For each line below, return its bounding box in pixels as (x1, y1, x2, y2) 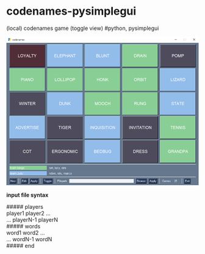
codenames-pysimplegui (6, 4, 137, 18)
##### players (6, 203, 44, 210)
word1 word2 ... (6, 229, 45, 236)
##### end (6, 242, 35, 249)
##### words (6, 222, 41, 230)
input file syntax (6, 191, 49, 198)
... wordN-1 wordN (6, 235, 52, 242)
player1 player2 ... (6, 209, 51, 217)
